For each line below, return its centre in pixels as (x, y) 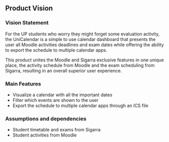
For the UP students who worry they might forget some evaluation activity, (82, 34)
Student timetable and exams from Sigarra (57, 130)
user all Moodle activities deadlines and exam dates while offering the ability (84, 45)
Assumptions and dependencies (46, 119)
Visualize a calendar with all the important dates (62, 95)
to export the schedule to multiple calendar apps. (56, 50)
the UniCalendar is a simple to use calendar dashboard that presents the (80, 39)
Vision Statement (27, 23)
